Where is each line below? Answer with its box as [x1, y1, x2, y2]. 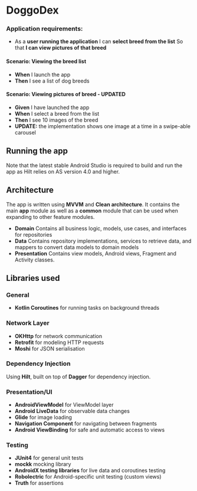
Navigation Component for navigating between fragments [14, 420, 157, 427]
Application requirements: [6, 25, 83, 33]
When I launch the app [14, 71, 71, 78]
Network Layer [6, 319, 50, 328]
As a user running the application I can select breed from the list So [14, 38, 183, 45]
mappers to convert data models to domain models [14, 243, 139, 251]
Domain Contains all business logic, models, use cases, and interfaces [14, 225, 187, 232]
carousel [14, 129, 37, 136]
